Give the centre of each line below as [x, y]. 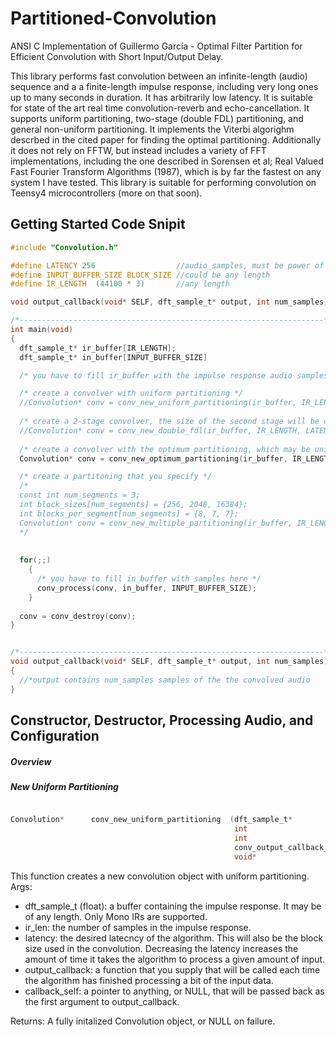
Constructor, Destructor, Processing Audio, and [162, 720]
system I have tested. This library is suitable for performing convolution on [163, 182]
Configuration [55, 736]
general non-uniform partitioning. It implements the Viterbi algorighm [152, 129]
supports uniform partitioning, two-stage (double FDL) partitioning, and [157, 118]
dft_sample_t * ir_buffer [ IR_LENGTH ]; [98, 348]
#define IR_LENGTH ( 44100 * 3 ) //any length [120, 284]
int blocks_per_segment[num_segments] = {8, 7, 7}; [129, 513]
